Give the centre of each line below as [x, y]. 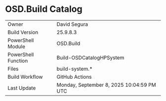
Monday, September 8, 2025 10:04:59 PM [106, 85]
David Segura [72, 24]
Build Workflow [25, 77]
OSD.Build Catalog [44, 9]
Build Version [23, 32]
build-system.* [75, 69]
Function [18, 60]
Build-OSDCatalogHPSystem [90, 57]
